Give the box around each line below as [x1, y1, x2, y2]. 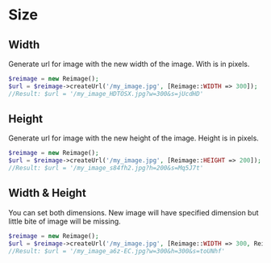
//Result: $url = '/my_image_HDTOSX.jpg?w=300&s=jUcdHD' [8, 90, 204, 98]
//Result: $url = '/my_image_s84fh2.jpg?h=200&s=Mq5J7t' [8, 164, 204, 173]
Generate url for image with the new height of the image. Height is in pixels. [8, 133, 260, 143]
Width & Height [8, 186, 86, 200]
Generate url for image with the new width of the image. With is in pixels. [8, 59, 250, 69]
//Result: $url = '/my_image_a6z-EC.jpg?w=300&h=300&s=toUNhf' [8, 247, 226, 255]
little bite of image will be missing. [8, 216, 121, 226]
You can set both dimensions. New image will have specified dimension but [8, 207, 260, 217]
